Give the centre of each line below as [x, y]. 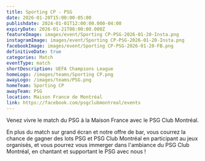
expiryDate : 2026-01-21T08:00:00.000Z [56, 29]
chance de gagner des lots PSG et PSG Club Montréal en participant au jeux [102, 138]
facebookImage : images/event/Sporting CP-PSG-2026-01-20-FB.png [90, 46]
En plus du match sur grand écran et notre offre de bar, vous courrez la [96, 132]
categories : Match [30, 57]
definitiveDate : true [34, 52]
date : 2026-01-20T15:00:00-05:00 [49, 18]
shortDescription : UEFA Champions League [60, 69]
